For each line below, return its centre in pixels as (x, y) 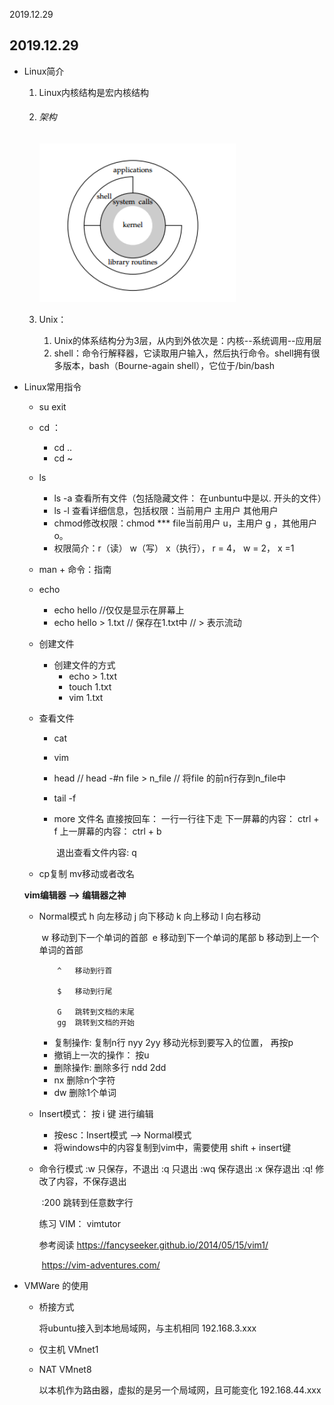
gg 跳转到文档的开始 (96, 1023)
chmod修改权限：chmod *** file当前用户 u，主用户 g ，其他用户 (185, 523)
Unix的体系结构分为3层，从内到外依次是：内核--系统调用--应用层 (187, 341)
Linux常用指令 (52, 387)
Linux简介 (44, 71)
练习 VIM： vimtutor (80, 1224)
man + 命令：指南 (75, 570)
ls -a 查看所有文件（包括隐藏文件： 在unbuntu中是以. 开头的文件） (190, 498)
